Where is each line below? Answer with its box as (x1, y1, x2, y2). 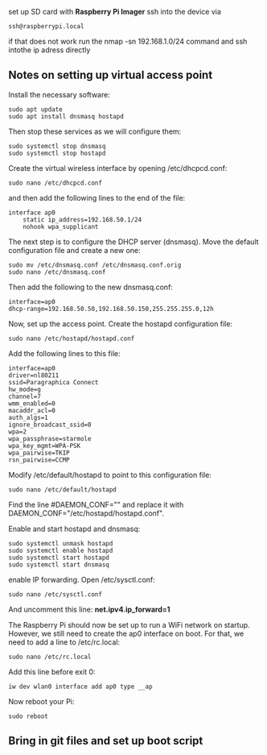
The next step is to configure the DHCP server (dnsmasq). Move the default (8, 237, 259, 247)
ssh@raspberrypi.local (8, 23, 84, 31)
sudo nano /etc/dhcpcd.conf (8, 179, 103, 187)
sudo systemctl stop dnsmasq (8, 142, 106, 150)
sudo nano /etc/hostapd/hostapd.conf (8, 334, 135, 342)
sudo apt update (8, 105, 63, 114)
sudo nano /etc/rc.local (8, 653, 92, 661)
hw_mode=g (8, 385, 42, 393)
